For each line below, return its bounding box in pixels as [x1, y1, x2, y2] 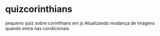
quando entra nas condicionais [5, 25, 69, 31]
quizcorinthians [5, 3, 73, 15]
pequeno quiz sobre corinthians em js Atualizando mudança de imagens [5, 20, 155, 26]
